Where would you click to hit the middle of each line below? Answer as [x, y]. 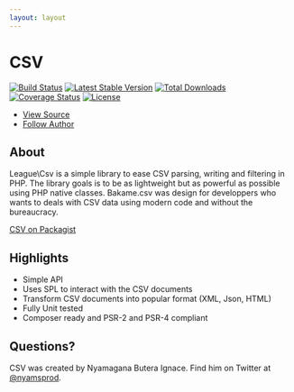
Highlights [39, 258]
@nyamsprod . [35, 378]
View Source [46, 114]
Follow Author [48, 123]
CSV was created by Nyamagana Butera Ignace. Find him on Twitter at [140, 368]
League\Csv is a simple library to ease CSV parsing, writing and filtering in [147, 174]
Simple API [42, 279]
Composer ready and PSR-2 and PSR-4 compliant [115, 318]
